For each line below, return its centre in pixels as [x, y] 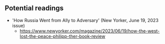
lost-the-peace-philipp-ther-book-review [63, 36]
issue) [18, 25]
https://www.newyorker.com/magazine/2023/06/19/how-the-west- [90, 31]
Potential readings [34, 8]
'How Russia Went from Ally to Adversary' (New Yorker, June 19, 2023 [85, 20]
